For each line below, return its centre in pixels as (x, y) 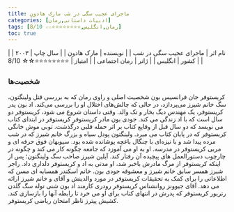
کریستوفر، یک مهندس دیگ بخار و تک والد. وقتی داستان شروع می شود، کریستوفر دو (116, 112)
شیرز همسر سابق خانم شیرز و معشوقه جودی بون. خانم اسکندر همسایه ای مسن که (116, 171)
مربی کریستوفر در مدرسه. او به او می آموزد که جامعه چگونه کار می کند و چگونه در (115, 149)
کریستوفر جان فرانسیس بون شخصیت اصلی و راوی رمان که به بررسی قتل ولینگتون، (117, 97)
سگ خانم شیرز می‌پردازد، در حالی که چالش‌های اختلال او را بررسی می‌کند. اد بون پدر (117, 104)
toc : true (22, 33)
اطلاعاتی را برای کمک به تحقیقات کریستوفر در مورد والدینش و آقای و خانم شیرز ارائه (117, 178)
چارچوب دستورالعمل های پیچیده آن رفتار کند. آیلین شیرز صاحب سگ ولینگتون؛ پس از (117, 156)
